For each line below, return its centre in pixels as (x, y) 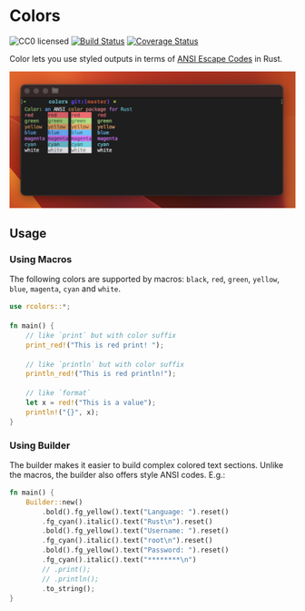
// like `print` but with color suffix (101, 335)
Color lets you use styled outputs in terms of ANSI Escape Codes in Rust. (146, 58)
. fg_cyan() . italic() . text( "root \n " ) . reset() (128, 541)
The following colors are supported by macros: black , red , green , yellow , (144, 280)
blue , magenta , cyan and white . (65, 289)
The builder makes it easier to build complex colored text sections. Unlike (147, 464)
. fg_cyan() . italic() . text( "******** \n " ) (119, 560)
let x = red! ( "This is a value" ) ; (91, 403)
